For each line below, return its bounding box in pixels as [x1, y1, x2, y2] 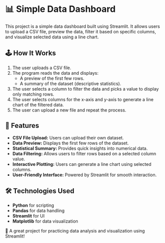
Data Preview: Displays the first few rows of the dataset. [12, 140, 129, 146]
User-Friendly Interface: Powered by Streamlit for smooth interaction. [12, 172, 157, 178]
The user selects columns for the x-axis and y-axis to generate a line [12, 96, 154, 102]
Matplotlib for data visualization [12, 218, 78, 224]
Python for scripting [12, 202, 54, 209]
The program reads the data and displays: [12, 70, 99, 76]
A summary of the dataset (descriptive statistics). [19, 80, 121, 87]
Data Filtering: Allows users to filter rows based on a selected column [12, 150, 157, 156]
